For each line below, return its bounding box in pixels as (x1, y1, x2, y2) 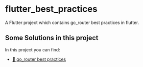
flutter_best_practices (5, 3, 98, 15)
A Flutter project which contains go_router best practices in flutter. (5, 20, 139, 25)
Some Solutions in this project (5, 34, 99, 42)
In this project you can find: (5, 46, 60, 52)
